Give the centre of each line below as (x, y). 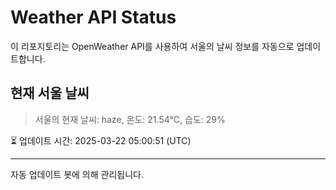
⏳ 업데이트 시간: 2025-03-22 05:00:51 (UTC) (101, 140)
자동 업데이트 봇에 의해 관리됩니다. (77, 174)
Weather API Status (93, 17)
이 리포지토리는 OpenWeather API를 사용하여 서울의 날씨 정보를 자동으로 (152, 46)
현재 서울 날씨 (50, 93)
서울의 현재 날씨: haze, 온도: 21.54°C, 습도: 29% (130, 119)
